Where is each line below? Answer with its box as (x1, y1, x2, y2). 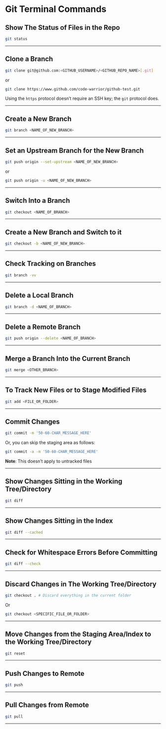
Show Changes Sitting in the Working (5, 477, 123, 486)
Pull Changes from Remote (5, 701, 89, 709)
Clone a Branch (5, 55, 53, 63)
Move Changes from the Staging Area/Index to (5, 630, 152, 639)
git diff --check (5, 562, 41, 567)
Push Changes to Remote (5, 669, 85, 678)
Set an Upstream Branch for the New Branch (5, 146, 144, 155)
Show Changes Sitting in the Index (5, 517, 113, 525)
